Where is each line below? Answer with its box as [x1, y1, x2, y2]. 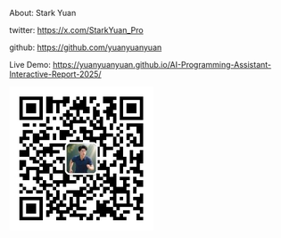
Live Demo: [9, 60, 51, 70]
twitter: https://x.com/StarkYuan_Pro [9, 25, 145, 35]
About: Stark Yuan [9, 8, 77, 18]
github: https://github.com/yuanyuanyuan [9, 42, 162, 53]
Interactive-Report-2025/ [9, 69, 102, 79]
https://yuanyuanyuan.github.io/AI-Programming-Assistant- [52, 60, 272, 70]
